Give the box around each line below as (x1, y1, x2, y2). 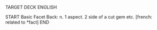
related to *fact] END (5, 19, 50, 25)
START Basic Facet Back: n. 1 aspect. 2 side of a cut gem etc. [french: (5, 14, 152, 19)
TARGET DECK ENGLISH (5, 4, 57, 10)
